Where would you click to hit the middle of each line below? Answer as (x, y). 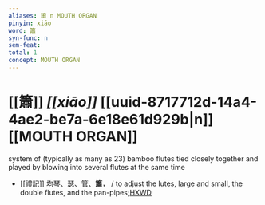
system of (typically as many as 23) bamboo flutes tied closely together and (133, 158)
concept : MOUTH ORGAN (44, 61)
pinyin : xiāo (30, 23)
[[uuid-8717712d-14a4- (179, 102)
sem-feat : (25, 45)
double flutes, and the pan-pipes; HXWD (85, 192)
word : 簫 (22, 30)
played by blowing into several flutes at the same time (97, 167)
